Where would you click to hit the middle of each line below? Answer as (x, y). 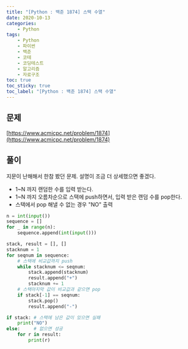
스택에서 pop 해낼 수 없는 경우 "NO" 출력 (64, 204)
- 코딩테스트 (31, 63)
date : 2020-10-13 (28, 18)
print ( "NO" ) (32, 323)
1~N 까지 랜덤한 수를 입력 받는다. (54, 189)
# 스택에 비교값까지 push (45, 261)
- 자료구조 (28, 75)
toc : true (19, 80)
